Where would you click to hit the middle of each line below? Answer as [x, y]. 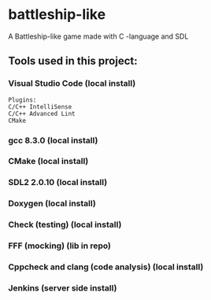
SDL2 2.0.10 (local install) [58, 183]
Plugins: [22, 100]
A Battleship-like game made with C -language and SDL [98, 36]
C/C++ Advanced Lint [42, 113]
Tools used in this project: [73, 61]
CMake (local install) [48, 161]
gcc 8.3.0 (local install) [53, 140]
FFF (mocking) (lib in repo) [60, 246]
